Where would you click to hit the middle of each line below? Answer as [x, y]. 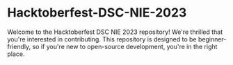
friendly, [19, 46]
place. [16, 54]
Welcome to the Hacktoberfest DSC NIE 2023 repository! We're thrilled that [115, 32]
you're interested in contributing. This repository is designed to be [102, 39]
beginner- [212, 39]
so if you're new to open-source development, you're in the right [125, 46]
